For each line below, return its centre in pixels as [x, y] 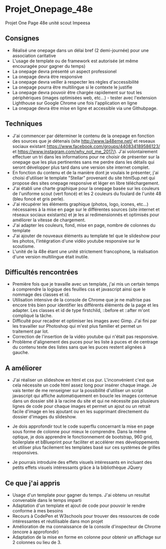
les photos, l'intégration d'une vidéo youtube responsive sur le [76, 241]
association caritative [34, 55]
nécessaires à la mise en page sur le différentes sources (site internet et [86, 209]
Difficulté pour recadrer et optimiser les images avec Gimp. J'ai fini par [84, 321]
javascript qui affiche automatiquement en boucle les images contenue [85, 396]
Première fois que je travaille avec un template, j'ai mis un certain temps [86, 284]
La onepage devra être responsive [47, 76]
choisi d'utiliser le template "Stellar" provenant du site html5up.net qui [83, 178]
